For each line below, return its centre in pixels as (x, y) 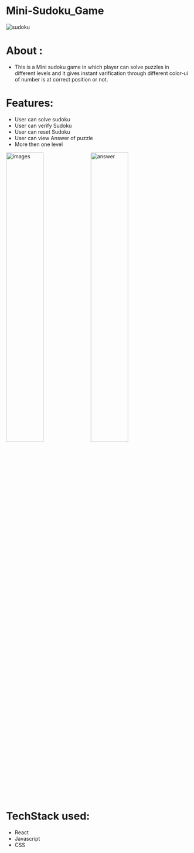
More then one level (39, 144)
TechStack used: (48, 816)
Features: (30, 103)
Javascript (27, 838)
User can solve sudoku (42, 119)
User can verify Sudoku (43, 125)
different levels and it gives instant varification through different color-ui (101, 73)
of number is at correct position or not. (61, 79)
